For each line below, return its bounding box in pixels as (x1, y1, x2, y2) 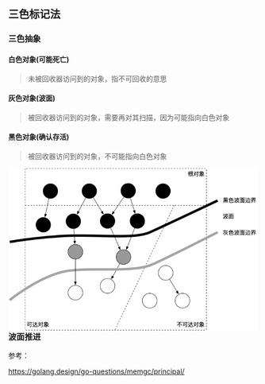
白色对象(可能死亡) (8, 54, 70, 64)
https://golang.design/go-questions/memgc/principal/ (8, 367, 185, 376)
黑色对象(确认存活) (8, 132, 70, 142)
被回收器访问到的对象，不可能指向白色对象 (27, 151, 167, 161)
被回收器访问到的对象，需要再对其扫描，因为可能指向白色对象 (27, 112, 230, 122)
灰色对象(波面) (8, 94, 56, 103)
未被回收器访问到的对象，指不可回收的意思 (27, 74, 167, 83)
